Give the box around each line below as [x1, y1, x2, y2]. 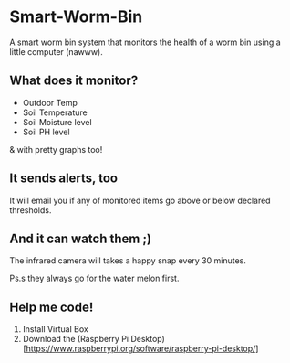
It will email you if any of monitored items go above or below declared [9, 195, 271, 206]
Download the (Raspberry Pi [22, 334, 129, 345]
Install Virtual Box [22, 324, 88, 335]
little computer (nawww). [9, 46, 103, 57]
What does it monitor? [9, 73, 139, 89]
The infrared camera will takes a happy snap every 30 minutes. [9, 255, 246, 266]
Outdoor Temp [22, 97, 78, 108]
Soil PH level [22, 126, 70, 137]
